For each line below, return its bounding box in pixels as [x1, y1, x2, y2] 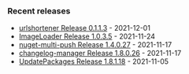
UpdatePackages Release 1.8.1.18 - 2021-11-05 [18, 57, 169, 66]
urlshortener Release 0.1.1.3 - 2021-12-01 [18, 24, 151, 33]
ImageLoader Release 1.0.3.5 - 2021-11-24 [18, 31, 155, 41]
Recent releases [7, 6, 71, 17]
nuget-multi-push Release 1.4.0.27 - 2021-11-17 [18, 40, 172, 50]
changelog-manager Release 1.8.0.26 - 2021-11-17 [18, 49, 182, 58]
